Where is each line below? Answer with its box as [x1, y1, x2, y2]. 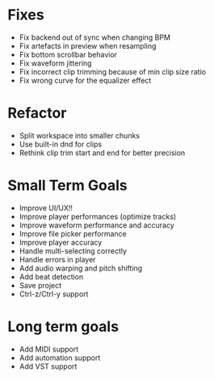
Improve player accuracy [19, 237, 103, 247]
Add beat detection [19, 271, 84, 281]
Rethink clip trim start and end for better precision [19, 147, 186, 157]
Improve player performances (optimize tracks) [19, 211, 177, 221]
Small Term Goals [7, 177, 128, 195]
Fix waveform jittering [19, 58, 92, 68]
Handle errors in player [19, 254, 96, 264]
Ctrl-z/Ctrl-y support [19, 289, 89, 299]
